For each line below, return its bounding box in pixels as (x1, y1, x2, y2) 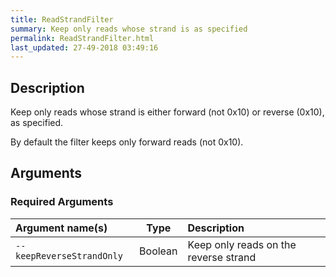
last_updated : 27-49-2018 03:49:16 (10, 42, 159, 53)
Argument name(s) (15, 221, 108, 235)
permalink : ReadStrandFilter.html (10, 33, 155, 43)
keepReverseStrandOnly (15, 250, 123, 261)
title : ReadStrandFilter (10, 14, 114, 25)
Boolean (139, 244, 178, 258)
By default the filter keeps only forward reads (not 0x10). (10, 136, 244, 148)
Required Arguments (10, 195, 114, 209)
